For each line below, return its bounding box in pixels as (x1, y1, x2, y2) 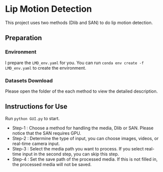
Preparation (5, 34, 42, 42)
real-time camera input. (12, 141, 60, 147)
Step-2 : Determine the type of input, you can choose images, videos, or (12, 135, 159, 141)
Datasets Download (5, 77, 53, 84)
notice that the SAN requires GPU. (12, 130, 81, 136)
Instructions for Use (5, 102, 68, 111)
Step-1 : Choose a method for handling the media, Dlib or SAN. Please (12, 125, 154, 131)
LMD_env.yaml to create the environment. (5, 65, 86, 71)
